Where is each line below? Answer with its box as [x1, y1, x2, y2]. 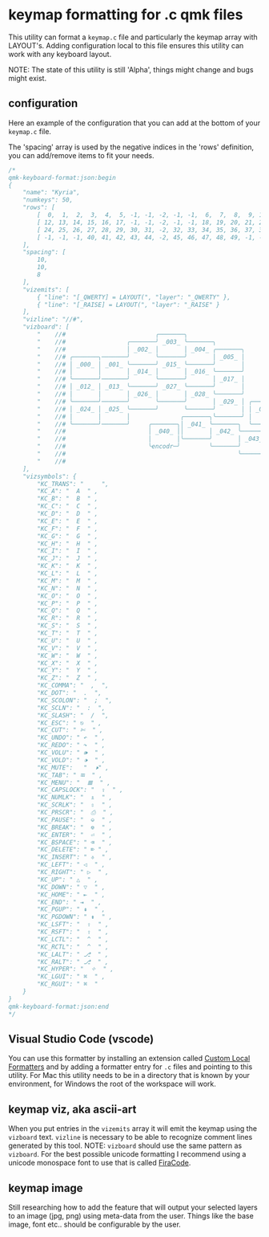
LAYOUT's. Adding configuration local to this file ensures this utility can [8, 40, 244, 50]
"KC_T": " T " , [37, 629, 98, 637]
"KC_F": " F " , [37, 525, 98, 533]
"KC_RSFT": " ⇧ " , [37, 928, 110, 936]
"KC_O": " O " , [37, 592, 98, 600]
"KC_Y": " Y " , [37, 667, 98, 675]
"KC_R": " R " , [37, 614, 98, 623]
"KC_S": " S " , [37, 622, 98, 630]
